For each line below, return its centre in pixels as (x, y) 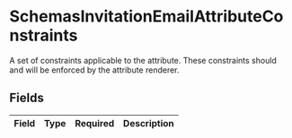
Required (95, 123)
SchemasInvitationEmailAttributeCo (146, 17)
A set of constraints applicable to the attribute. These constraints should (143, 60)
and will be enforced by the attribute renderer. (94, 70)
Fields (27, 98)
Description (149, 123)
